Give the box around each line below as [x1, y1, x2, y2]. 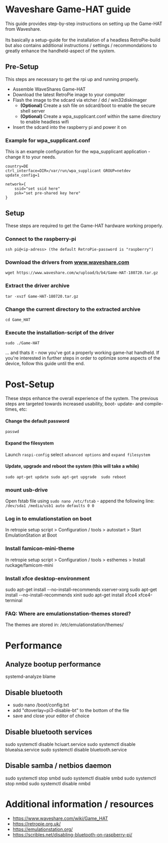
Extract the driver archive [5, 282, 70, 290]
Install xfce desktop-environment [5, 574, 90, 582]
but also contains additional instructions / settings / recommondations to [5, 42, 157, 48]
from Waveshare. [5, 26, 42, 32]
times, [5, 406, 18, 412]
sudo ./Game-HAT [5, 341, 40, 346]
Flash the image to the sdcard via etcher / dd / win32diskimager [12, 97, 147, 103]
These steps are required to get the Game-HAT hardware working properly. [5, 223, 163, 229]
